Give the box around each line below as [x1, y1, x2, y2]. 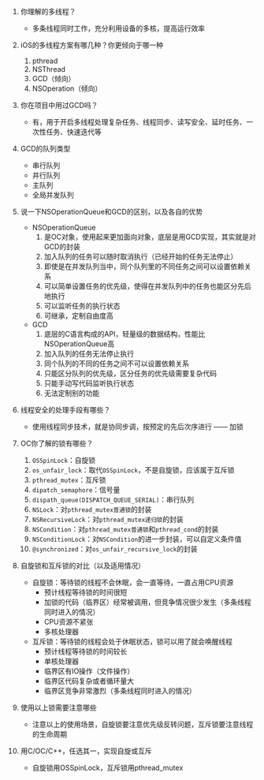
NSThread [32, 65, 66, 73]
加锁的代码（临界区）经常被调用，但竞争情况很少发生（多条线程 [43, 598, 251, 606]
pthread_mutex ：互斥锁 [32, 476, 106, 484]
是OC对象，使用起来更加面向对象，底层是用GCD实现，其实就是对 [43, 232, 257, 241]
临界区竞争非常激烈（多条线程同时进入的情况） [43, 686, 196, 696]
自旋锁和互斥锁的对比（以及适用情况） [20, 561, 145, 570]
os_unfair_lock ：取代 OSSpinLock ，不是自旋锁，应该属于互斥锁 [32, 465, 235, 475]
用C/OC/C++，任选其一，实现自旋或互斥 [20, 746, 152, 756]
